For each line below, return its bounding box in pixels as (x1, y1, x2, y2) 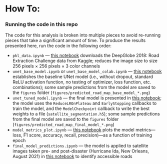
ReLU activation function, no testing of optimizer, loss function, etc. (12, 79, 151, 85)
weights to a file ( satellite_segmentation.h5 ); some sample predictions (12, 111, 160, 117)
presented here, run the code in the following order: (5, 43, 111, 49)
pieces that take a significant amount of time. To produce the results (5, 37, 146, 43)
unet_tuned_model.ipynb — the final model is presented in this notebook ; (12, 95, 162, 101)
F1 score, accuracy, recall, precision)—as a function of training (23, 132, 152, 138)
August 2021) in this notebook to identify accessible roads (12, 153, 132, 159)
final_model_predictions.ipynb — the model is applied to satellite (12, 143, 148, 149)
